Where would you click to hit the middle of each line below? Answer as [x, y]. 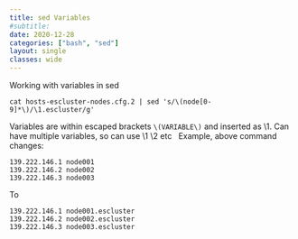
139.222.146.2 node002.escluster [72, 219]
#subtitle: [30, 26]
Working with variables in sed [64, 85]
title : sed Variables [50, 18]
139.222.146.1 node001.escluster [72, 211]
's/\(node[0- [187, 102]
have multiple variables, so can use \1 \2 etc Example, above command [143, 136]
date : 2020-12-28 [42, 34]
